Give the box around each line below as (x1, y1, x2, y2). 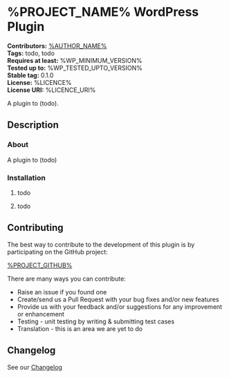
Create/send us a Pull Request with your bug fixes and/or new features (17, 295, 219, 303)
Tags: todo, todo (7, 49, 55, 57)
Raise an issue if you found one (17, 287, 107, 296)
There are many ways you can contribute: (7, 274, 126, 283)
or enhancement (17, 310, 64, 318)
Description (7, 119, 59, 131)
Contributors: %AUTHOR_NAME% (7, 41, 107, 50)
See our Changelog (7, 363, 62, 371)
